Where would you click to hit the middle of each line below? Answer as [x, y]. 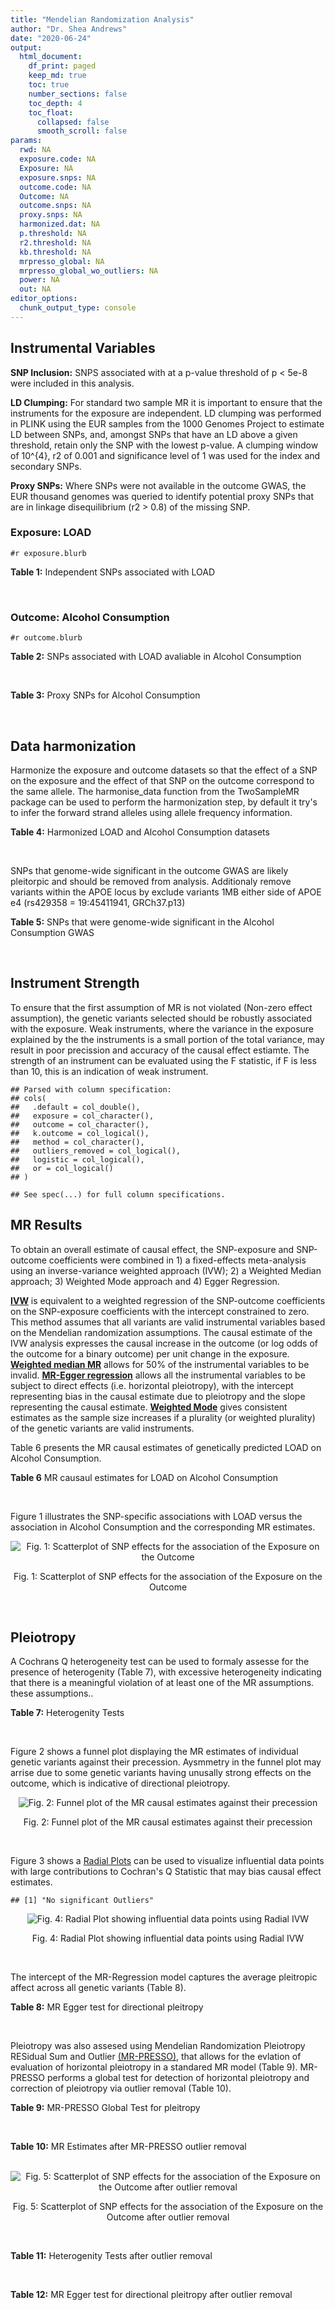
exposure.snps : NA [58, 177]
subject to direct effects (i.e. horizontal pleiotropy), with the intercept [152, 1385]
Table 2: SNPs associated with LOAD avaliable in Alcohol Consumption [156, 657]
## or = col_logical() [62, 1168]
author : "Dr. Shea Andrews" [69, 29]
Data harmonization [73, 746]
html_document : [51, 57]
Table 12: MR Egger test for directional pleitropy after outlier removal [151, 2295]
